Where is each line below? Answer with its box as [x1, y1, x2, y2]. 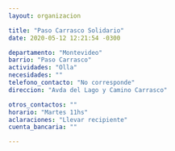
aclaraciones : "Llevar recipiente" [8, 115, 128, 124]
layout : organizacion [8, 11, 81, 20]
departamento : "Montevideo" [8, 48, 103, 57]
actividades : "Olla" [8, 64, 78, 72]
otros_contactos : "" [8, 100, 78, 109]
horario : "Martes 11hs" [8, 108, 89, 116]
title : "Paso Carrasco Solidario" [8, 26, 125, 35]
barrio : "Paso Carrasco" [8, 56, 92, 65]
